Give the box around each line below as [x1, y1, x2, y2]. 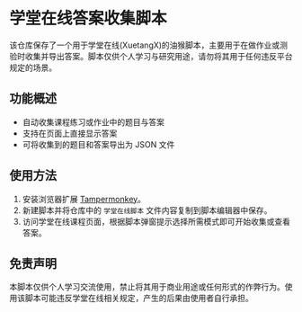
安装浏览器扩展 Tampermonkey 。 [22, 193, 147, 204]
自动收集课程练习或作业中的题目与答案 [22, 116, 164, 127]
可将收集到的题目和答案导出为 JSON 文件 [22, 138, 175, 149]
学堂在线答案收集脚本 [9, 8, 168, 29]
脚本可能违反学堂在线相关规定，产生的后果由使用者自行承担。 [24, 293, 253, 304]
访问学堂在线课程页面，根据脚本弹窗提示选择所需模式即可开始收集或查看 [22, 216, 290, 227]
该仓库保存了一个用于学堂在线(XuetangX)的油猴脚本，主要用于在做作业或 [9, 40, 280, 50]
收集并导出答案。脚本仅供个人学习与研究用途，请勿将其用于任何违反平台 [24, 50, 293, 61]
